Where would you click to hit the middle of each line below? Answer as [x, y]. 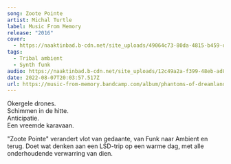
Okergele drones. [32, 103]
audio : [16, 71]
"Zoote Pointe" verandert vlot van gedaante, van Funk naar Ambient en [108, 139]
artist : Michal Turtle [40, 20]
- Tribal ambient [38, 59]
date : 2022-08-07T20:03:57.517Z [53, 78]
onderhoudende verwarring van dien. [60, 154]
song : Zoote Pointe [35, 13]
